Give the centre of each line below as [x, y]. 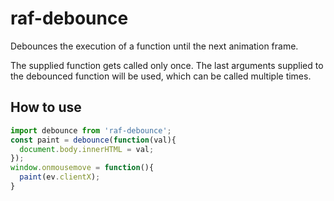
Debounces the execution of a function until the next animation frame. [154, 46]
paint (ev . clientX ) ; [60, 177]
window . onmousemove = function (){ [82, 168]
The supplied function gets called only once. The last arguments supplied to [167, 65]
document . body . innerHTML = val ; [87, 149]
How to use [46, 107]
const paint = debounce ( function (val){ [93, 140]
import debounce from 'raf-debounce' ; [91, 130]
